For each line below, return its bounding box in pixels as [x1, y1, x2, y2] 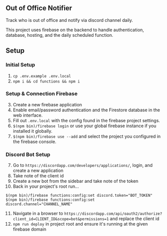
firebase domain [12, 226, 47, 233]
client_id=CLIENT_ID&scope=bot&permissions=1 [12, 217, 109, 222]
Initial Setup [5, 62, 35, 69]
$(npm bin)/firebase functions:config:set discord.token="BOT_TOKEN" [5, 193, 153, 198]
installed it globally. [12, 128, 53, 134]
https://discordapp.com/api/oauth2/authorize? [64, 211, 163, 217]
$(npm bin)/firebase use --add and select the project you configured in [12, 133, 161, 139]
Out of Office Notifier [5, 4, 73, 12]
